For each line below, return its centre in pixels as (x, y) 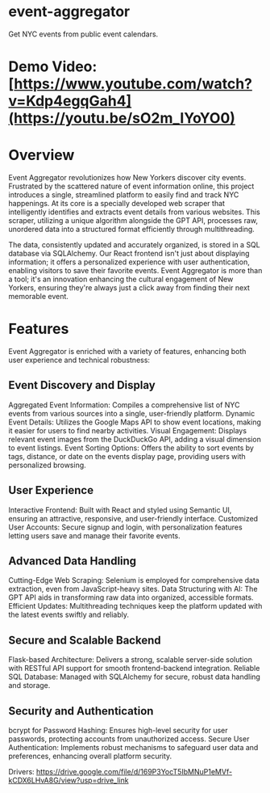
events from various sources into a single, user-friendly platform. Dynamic (132, 413)
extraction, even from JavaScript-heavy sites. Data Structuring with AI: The (133, 589)
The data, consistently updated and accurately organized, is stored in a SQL (134, 245)
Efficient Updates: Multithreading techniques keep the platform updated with (135, 606)
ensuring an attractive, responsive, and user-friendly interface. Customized (133, 518)
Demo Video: (53, 67)
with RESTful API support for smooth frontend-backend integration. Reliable (134, 669)
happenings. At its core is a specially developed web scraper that (117, 204)
